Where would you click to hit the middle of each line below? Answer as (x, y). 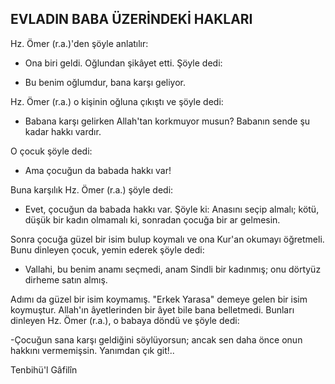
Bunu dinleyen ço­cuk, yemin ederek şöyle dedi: (107, 249)
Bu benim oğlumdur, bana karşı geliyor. (105, 82)
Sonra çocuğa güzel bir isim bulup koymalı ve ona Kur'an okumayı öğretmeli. (167, 239)
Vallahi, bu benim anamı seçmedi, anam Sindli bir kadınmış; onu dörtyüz (173, 269)
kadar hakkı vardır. (63, 131)
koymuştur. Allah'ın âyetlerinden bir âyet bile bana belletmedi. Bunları (152, 309)
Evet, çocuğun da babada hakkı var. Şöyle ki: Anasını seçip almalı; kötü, (172, 209)
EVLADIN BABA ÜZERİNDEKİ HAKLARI (131, 19)
